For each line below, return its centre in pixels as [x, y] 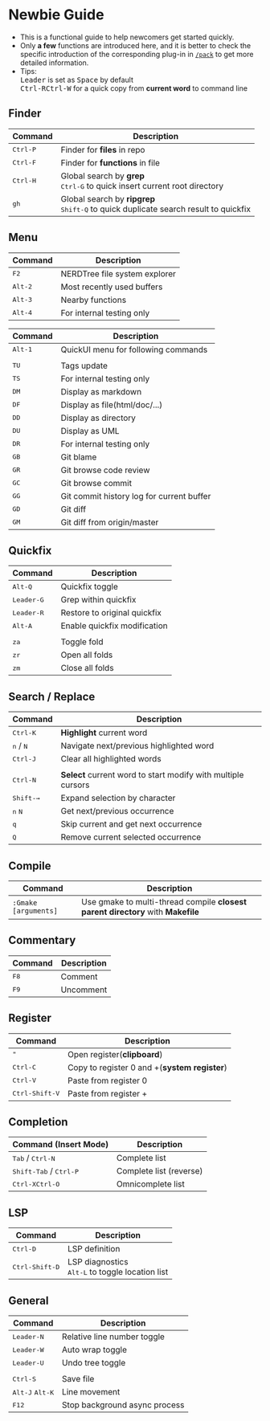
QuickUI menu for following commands [134, 349]
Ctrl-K [24, 733]
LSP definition [94, 1249]
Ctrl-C [24, 1067]
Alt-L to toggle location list [118, 1272]
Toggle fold [82, 642]
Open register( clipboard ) [115, 1054]
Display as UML [90, 431]
